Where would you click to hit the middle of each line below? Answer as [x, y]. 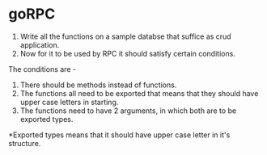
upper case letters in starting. [69, 102]
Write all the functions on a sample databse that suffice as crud [126, 36]
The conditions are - [42, 69]
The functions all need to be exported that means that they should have [139, 93]
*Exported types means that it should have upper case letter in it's [119, 135]
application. [40, 44]
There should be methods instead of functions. [98, 85]
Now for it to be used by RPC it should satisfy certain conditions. [128, 53]
